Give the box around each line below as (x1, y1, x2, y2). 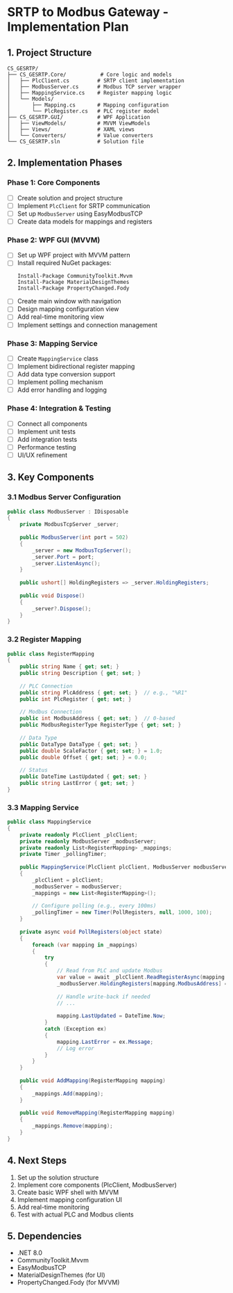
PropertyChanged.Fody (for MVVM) (17, 1278, 120, 1287)
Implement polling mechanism (17, 378, 103, 386)
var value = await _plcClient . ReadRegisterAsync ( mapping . (56, 974, 228, 981)
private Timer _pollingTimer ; (19, 850, 107, 858)
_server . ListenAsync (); (32, 560, 101, 567)
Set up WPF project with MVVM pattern (17, 251, 130, 260)
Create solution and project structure (17, 193, 123, 202)
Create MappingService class (17, 354, 98, 363)
